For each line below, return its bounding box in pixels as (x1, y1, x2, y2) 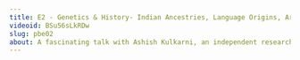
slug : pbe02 (9, 29, 54, 38)
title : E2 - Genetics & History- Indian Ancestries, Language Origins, (9, 12, 281, 22)
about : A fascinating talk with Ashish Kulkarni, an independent (9, 37, 257, 47)
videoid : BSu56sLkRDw (9, 21, 90, 30)
